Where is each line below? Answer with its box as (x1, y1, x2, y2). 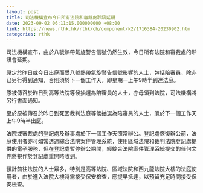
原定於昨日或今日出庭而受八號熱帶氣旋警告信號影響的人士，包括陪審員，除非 (6, 69, 197, 76)
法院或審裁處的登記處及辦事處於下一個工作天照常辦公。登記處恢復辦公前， (6, 130, 192, 138)
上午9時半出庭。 (6, 117, 47, 124)
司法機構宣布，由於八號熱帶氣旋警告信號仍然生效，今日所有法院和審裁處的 (6, 49, 192, 56)
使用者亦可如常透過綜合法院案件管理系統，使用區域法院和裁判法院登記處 (11, 138, 192, 145)
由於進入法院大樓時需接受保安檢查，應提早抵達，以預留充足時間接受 (22, 173, 192, 180)
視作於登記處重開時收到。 (16, 153, 80, 160)
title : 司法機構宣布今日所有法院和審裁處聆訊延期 (6, 14, 115, 21)
